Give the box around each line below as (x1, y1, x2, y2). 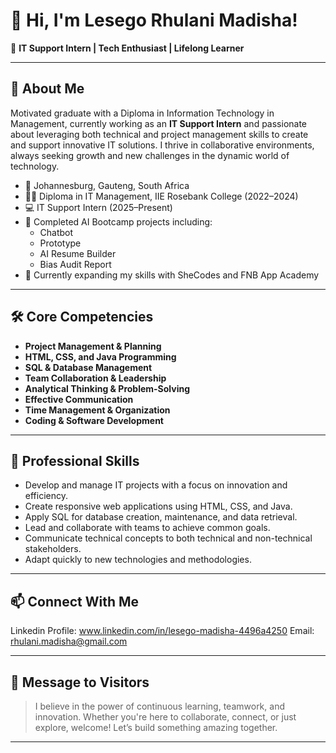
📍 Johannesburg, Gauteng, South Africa (24, 179, 190, 191)
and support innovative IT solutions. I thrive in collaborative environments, (10, 139, 315, 151)
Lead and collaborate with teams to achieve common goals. (24, 522, 271, 534)
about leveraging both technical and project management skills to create (10, 128, 309, 140)
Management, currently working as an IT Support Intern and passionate (10, 117, 308, 129)
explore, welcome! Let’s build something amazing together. (34, 722, 278, 733)
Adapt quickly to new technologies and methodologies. (24, 554, 252, 566)
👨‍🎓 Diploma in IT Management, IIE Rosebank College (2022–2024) (24, 190, 299, 202)
